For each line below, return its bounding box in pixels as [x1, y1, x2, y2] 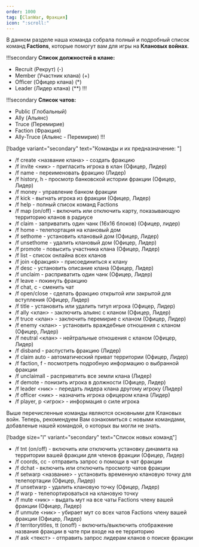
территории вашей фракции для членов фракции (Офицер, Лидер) [14, 452, 185, 459]
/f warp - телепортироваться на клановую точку [14, 490, 139, 497]
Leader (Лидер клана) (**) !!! [14, 85, 87, 92]
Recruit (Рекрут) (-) [14, 66, 64, 73]
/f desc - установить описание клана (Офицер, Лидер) [14, 264, 154, 272]
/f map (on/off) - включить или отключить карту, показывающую [14, 207, 180, 215]
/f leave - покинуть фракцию [14, 277, 88, 285]
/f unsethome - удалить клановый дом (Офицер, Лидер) [14, 239, 157, 246]
